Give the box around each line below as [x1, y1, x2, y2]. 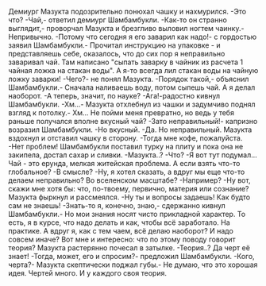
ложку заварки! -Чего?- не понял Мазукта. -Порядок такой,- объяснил [8, 75, 249, 83]
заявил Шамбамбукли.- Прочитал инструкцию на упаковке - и [8, 41, 221, 50]
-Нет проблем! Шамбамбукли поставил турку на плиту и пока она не [8, 142, 244, 151]
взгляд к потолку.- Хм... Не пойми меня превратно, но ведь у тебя [8, 108, 234, 118]
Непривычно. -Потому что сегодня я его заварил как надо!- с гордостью [8, 32, 257, 41]
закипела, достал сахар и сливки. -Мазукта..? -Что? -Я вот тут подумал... [8, 150, 258, 160]
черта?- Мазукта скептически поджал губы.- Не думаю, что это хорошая [8, 260, 258, 269]
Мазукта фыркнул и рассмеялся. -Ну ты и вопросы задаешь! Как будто [8, 192, 251, 202]
